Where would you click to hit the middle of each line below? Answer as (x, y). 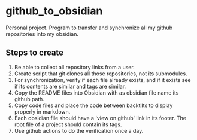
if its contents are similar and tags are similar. (70, 86)
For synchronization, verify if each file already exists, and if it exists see (102, 80)
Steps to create (35, 53)
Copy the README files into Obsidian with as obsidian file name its (96, 92)
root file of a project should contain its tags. (68, 124)
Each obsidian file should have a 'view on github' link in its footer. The (100, 118)
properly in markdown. (42, 111)
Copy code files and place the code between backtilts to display (93, 105)
